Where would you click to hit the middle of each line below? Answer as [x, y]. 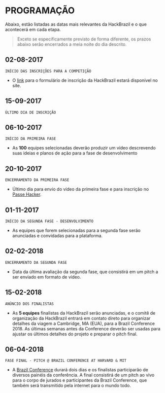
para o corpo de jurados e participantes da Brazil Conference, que [80, 380]
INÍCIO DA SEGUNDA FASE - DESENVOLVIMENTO [49, 221]
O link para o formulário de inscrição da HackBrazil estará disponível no [85, 80]
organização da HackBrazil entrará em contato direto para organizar [81, 318]
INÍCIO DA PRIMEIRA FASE [31, 139]
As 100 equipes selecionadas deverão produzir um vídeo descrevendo [84, 148]
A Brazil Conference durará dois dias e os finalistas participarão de [80, 370]
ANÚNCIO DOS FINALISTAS [30, 304]
